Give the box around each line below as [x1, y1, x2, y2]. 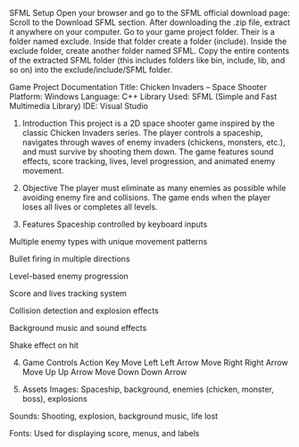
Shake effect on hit [9, 340, 79, 351]
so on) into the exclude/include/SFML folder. [9, 64, 173, 75]
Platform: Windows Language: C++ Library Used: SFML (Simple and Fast [9, 91, 278, 102]
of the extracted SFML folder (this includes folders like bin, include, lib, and [9, 55, 286, 65]
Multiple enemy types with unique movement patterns [9, 236, 208, 246]
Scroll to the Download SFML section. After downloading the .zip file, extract [9, 17, 290, 28]
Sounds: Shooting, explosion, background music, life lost [9, 410, 219, 421]
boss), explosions [21, 393, 87, 404]
